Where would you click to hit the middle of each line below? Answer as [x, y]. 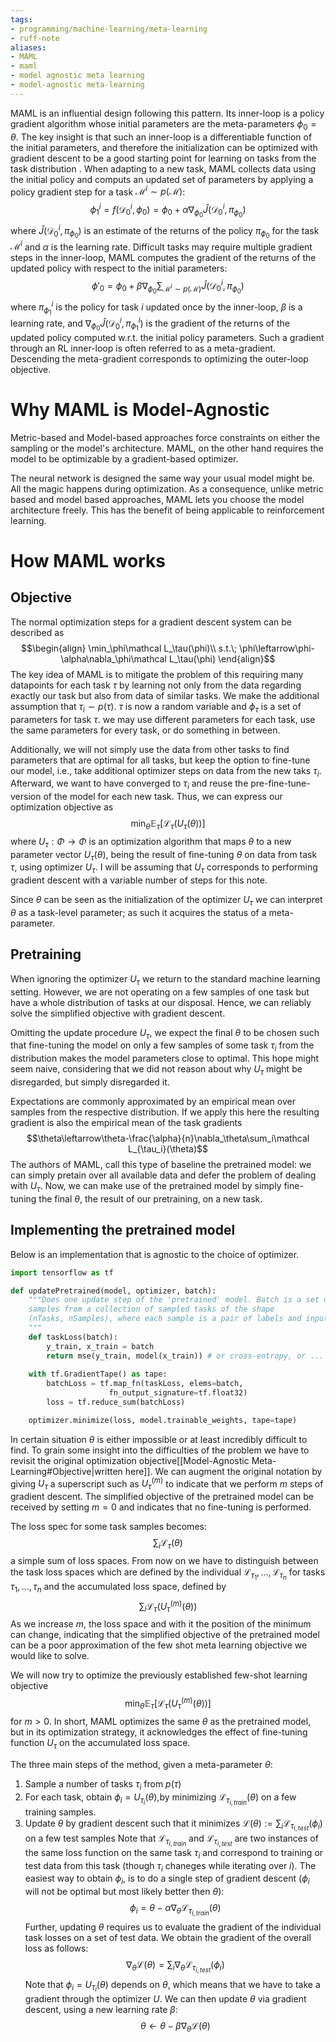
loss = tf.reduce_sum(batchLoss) [116, 1402]
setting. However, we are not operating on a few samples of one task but [160, 992]
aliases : [28, 47]
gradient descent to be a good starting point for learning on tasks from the [163, 158]
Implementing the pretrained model [123, 1230]
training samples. [60, 1812]
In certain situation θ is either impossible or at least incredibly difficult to [159, 1439]
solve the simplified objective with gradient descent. [118, 1013]
